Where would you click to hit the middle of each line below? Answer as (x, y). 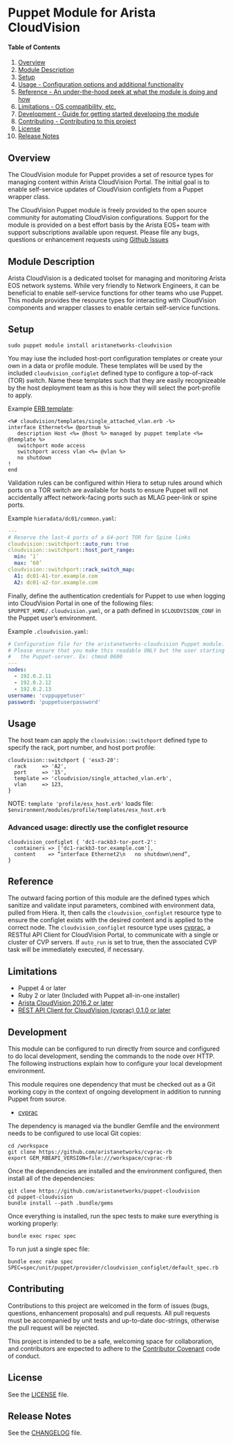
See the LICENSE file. (38, 1394)
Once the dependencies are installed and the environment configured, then (115, 1171)
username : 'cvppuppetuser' (47, 695)
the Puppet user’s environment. (53, 618)
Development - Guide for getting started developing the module (109, 114)
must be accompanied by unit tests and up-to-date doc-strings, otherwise (114, 1320)
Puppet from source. (37, 1099)
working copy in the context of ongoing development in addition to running (114, 1091)
